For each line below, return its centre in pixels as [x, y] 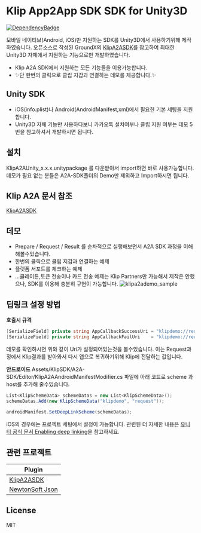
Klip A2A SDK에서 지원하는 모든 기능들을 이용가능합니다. [81, 68]
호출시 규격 [19, 320]
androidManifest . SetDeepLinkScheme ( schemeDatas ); [69, 412]
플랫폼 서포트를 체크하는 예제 [48, 269]
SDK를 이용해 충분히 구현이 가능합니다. [73, 284]
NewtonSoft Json [33, 489]
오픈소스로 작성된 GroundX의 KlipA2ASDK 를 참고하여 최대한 [104, 47]
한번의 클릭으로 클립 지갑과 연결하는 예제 [62, 262]
